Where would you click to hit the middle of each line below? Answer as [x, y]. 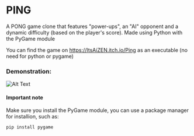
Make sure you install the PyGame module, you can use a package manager [97, 110]
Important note [25, 97]
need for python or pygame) [40, 56]
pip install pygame [30, 127]
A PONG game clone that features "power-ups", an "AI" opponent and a [92, 26]
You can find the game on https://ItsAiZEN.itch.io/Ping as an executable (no [97, 50]
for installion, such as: [32, 117]
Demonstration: [29, 71]
